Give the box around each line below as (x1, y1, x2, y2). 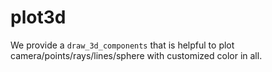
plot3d (10, 6, 67, 29)
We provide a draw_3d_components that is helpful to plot (10, 39, 235, 51)
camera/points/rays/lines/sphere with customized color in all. (10, 49, 263, 61)
